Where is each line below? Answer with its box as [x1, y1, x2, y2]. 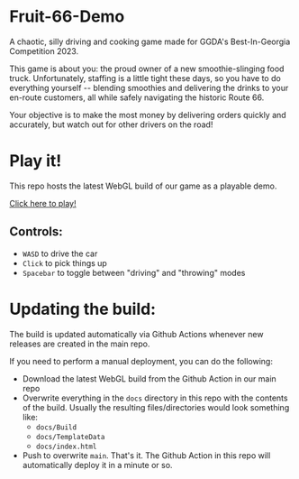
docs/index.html [35, 442, 97, 451]
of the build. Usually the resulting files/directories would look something [22, 401, 290, 412]
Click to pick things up [22, 257, 108, 268]
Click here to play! [9, 198, 77, 208]
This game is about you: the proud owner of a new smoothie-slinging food [9, 63, 285, 74]
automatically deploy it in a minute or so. [22, 459, 173, 470]
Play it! [9, 151, 62, 171]
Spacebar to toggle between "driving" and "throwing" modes [22, 267, 246, 278]
